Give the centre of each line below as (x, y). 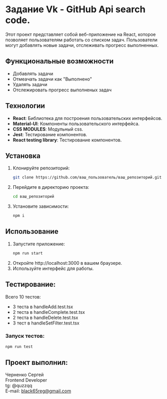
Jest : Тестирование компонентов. (50, 134)
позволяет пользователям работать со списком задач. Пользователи (81, 40)
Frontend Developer (26, 380)
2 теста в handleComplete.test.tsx (49, 312)
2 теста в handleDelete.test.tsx (45, 317)
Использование (32, 231)
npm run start (28, 253)
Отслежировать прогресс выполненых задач (62, 90)
